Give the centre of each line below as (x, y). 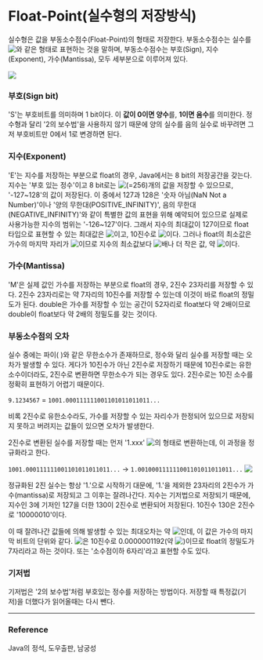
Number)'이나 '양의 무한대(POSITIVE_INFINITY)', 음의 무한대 (102, 204)
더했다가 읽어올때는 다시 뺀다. (70, 602)
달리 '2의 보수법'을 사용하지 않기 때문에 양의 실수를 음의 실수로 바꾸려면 (137, 124)
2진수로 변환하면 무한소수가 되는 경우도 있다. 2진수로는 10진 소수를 (151, 374)
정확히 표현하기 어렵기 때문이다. (56, 385)
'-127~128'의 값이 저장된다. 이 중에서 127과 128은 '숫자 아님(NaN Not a (117, 195)
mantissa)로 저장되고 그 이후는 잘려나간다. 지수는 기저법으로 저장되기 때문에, (134, 495)
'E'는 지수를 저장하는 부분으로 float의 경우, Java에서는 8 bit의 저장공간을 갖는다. (130, 175)
